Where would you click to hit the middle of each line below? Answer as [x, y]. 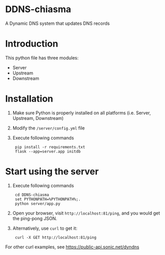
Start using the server [52, 172]
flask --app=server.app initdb [48, 151]
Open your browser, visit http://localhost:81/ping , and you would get [86, 213]
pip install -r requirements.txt [50, 147]
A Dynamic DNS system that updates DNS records [58, 23]
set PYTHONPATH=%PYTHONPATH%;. [48, 199]
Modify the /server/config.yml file [48, 128]
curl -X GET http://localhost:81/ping [56, 237]
